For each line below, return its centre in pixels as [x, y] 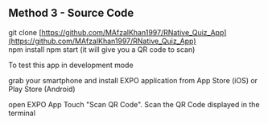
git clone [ [25, 32]
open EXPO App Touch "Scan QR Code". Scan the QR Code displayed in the [134, 104]
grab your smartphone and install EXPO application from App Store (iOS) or [133, 80]
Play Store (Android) [42, 89]
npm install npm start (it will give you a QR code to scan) [102, 49]
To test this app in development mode [71, 65]
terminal [22, 113]
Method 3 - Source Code [71, 13]
